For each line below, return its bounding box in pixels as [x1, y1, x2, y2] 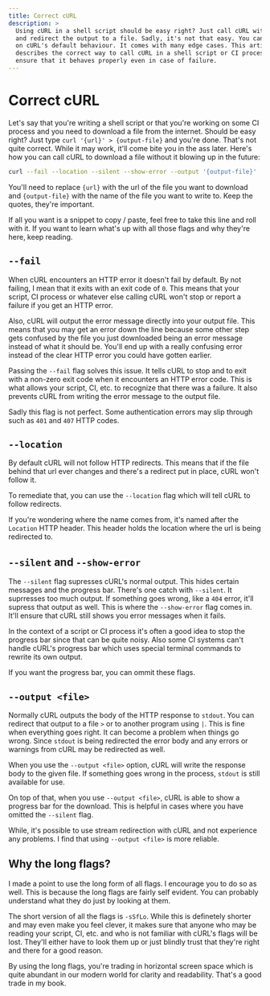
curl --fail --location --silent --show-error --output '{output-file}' [8, 167, 257, 175]
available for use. [8, 777, 66, 787]
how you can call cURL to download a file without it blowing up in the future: [8, 152, 261, 162]
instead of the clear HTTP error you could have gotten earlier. [8, 350, 212, 360]
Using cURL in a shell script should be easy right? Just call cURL [15, 27, 250, 35]
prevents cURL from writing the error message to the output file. [8, 391, 221, 401]
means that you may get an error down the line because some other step [8, 324, 250, 334]
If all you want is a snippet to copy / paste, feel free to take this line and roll [8, 215, 257, 224]
